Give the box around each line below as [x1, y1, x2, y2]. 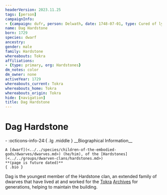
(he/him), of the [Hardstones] [63, 152, 128, 157]
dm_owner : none [5, 72, 37, 77]
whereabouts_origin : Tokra [5, 91, 61, 96]
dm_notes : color [5, 68, 39, 73]
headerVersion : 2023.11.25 [5, 7, 61, 12]
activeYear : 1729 [5, 77, 41, 82]
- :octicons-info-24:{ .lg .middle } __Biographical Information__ [5, 138, 133, 144]
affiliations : [5, 58, 35, 63]
